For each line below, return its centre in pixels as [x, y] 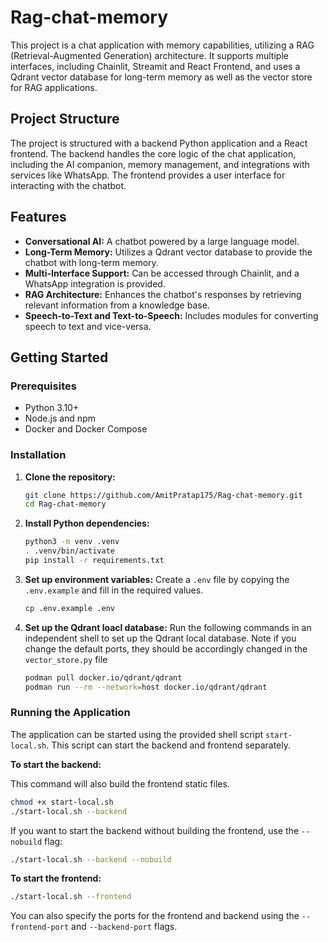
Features [38, 217]
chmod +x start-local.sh [62, 802]
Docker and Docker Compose [86, 429]
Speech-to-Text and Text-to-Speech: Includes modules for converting [171, 315]
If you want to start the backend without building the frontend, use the [155, 830]
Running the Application [70, 713]
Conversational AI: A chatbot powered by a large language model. [162, 241]
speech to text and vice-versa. [88, 326]
